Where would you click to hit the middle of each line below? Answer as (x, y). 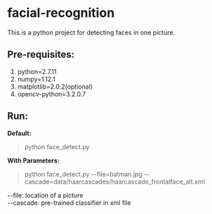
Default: (19, 133)
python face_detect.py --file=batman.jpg (83, 174)
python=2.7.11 (37, 71)
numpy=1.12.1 (36, 79)
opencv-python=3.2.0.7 (52, 94)
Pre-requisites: (41, 55)
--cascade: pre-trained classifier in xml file (69, 203)
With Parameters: (33, 160)
